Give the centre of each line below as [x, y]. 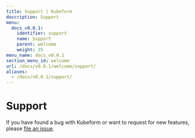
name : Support [34, 39]
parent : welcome [37, 45]
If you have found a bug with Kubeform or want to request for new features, [98, 122]
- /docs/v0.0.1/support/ [42, 77]
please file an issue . [30, 129]
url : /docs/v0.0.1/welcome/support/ [51, 66]
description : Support [33, 17]
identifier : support [42, 33]
